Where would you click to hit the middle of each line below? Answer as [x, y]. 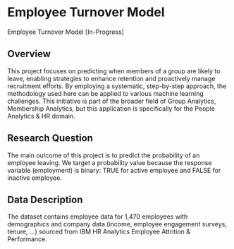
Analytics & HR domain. [41, 116]
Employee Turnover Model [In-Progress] [66, 32]
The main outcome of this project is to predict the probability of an [104, 155]
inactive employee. [35, 178]
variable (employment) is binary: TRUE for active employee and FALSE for [114, 170]
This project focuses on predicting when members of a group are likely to [114, 71]
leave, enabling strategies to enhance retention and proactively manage [111, 78]
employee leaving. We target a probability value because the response [110, 162]
